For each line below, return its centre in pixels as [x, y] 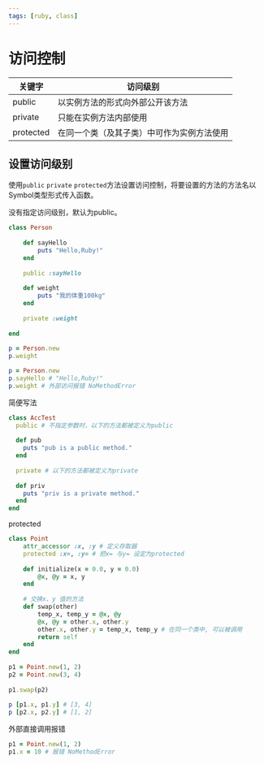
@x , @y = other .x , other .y [83, 622]
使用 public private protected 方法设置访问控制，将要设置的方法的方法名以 [132, 185]
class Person [30, 228]
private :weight [51, 318]
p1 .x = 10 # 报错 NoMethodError [62, 752]
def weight [41, 288]
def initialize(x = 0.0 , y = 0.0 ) [81, 569]
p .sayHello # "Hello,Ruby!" [56, 378]
